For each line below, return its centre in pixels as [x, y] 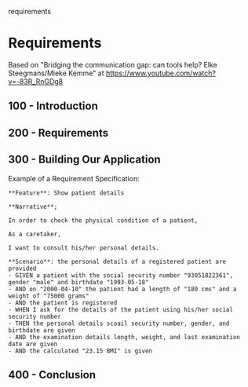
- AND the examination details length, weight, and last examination [124, 337]
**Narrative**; [33, 206]
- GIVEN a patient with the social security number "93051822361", [121, 275]
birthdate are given [42, 330]
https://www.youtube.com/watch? [160, 73]
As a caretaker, [35, 234]
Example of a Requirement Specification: [74, 178]
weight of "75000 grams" [49, 296]
